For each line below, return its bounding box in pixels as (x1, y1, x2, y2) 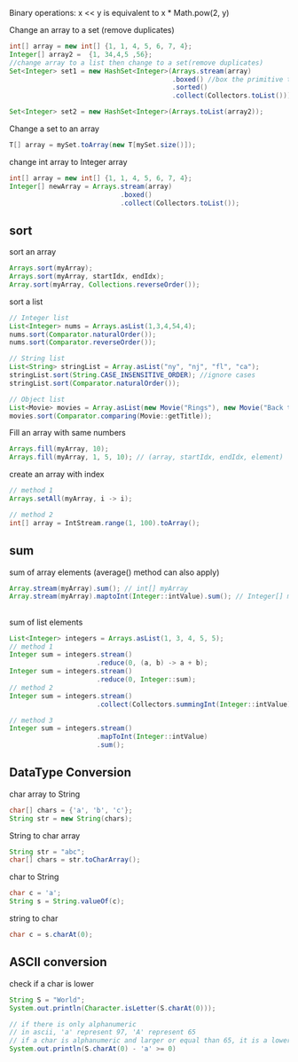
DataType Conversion (9, 765, 131, 780)
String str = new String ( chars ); (9, 814, 133, 823)
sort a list (9, 296, 43, 307)
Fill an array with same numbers (9, 428, 126, 438)
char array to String (9, 789, 81, 799)
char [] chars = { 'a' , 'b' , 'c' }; (9, 806, 133, 814)
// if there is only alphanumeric (9, 1019, 137, 1028)
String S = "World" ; (9, 995, 86, 1004)
